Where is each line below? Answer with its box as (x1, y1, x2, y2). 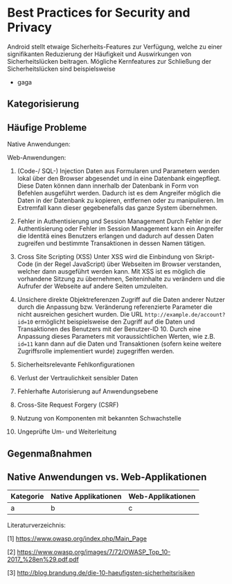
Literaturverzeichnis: (7, 521, 66, 529)
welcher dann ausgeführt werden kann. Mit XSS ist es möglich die (17, 267, 206, 276)
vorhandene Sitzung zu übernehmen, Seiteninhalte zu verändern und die (17, 275, 225, 283)
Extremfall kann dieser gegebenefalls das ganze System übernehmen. (17, 204, 218, 212)
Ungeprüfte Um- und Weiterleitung (17, 427, 117, 436)
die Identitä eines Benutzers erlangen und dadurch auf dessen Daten (17, 232, 214, 240)
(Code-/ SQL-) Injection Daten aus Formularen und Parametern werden (17, 167, 220, 175)
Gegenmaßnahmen (7, 448, 92, 459)
